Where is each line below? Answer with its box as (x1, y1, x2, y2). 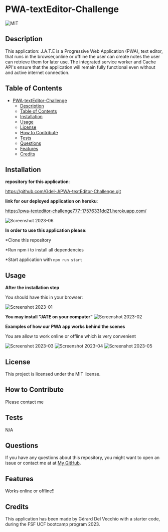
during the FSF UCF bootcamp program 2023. (5, 521, 100, 527)
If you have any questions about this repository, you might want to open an (5, 455, 160, 461)
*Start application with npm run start (5, 256, 83, 262)
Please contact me (5, 399, 44, 405)
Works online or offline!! (5, 488, 55, 494)
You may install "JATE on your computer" (5, 314, 93, 320)
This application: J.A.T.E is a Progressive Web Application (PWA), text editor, (5, 48, 163, 54)
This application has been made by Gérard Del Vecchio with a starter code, (5, 516, 160, 522)
